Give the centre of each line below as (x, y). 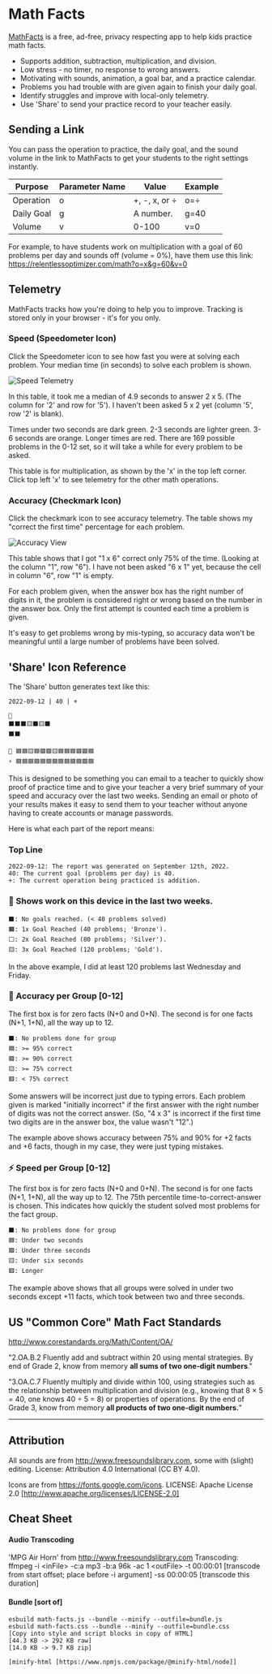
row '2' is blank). (36, 413)
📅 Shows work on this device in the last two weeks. (110, 901)
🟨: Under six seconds (46, 1261)
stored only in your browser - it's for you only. (85, 317)
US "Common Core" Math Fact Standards (115, 1322)
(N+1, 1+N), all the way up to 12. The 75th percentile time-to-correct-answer (135, 1197)
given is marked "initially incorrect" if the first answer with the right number (134, 1104)
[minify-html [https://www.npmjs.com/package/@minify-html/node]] (123, 1662)
